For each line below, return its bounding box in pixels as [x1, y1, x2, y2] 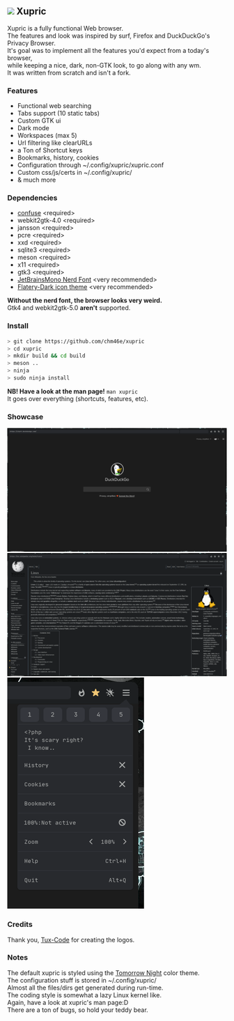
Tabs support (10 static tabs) [17, 109, 100, 118]
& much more [17, 176, 56, 184]
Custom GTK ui [17, 116, 61, 125]
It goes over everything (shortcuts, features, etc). [7, 394, 148, 403]
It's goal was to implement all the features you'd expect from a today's [7, 46, 210, 54]
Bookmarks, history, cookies [17, 153, 100, 162]
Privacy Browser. [7, 38, 56, 47]
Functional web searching [17, 102, 92, 110]
